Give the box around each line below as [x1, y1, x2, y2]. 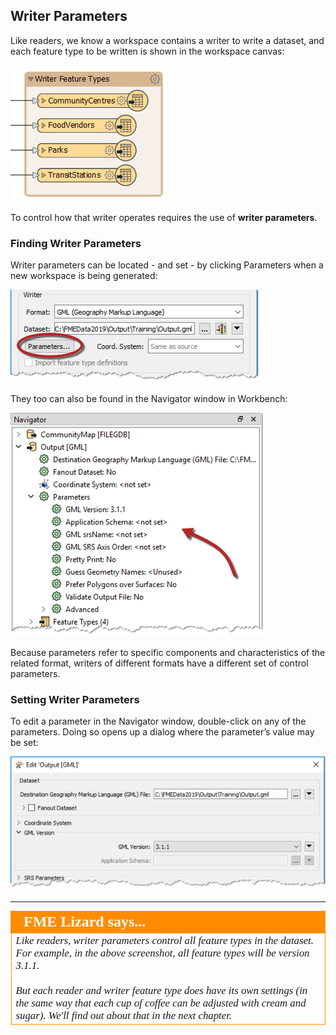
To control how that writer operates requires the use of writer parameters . [10, 211, 318, 223]
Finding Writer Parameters [10, 236, 142, 250]
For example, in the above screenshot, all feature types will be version [15, 946, 310, 959]
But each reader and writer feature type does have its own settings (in [15, 984, 308, 997]
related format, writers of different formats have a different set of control [10, 657, 309, 669]
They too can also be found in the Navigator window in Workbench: [10, 393, 288, 405]
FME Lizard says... [23, 912, 147, 930]
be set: [10, 737, 39, 749]
